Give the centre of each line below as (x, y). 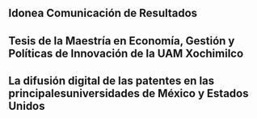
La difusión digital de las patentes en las (112, 81)
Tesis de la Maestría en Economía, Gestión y (122, 41)
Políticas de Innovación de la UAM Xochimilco (126, 53)
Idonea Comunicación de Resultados (103, 13)
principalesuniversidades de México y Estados (128, 93)
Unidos (27, 106)
